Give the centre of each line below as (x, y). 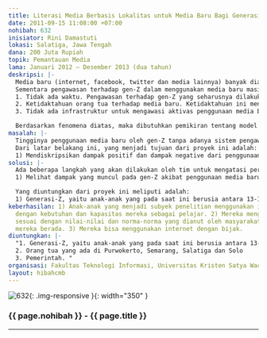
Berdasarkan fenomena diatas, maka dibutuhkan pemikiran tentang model (137, 126)
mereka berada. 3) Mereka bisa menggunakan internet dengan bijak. (130, 229)
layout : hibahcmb (37, 273)
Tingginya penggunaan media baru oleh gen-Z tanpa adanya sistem (126, 140)
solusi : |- (26, 163)
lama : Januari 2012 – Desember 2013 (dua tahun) (90, 67)
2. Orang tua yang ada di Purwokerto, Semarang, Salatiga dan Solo (130, 251)
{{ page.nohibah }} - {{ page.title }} (77, 316)
